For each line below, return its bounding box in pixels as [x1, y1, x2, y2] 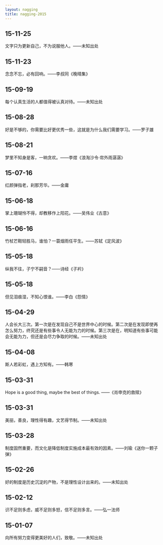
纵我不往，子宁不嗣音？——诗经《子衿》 [5, 265, 86, 272]
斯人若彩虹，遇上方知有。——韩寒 [5, 362, 73, 367]
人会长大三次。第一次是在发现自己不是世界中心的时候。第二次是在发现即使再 [5, 321, 158, 328]
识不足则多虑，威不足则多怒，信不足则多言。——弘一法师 [5, 507, 120, 512]
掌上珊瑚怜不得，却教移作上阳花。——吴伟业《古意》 [5, 210, 112, 216]
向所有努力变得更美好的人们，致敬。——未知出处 [5, 535, 103, 541]
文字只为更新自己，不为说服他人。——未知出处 [5, 43, 98, 49]
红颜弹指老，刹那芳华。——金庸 [5, 182, 69, 188]
